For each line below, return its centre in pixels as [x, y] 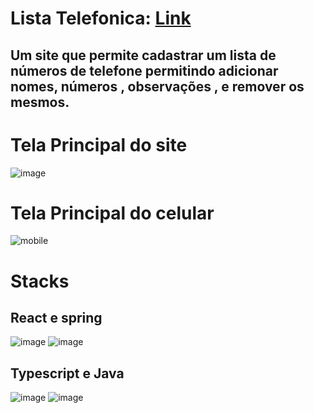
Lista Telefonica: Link [101, 18]
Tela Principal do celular [112, 213]
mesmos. [40, 102]
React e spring [56, 318]
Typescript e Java [67, 373]
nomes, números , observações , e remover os [157, 86]
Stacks [40, 281]
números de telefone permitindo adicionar [144, 70]
